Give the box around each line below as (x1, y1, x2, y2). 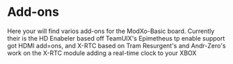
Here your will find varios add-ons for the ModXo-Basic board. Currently (7, 27, 215, 35)
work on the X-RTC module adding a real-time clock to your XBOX (7, 49, 197, 57)
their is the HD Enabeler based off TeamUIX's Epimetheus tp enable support (7, 34, 225, 42)
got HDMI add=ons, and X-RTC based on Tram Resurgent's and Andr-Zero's (7, 41, 226, 50)
